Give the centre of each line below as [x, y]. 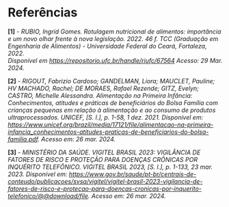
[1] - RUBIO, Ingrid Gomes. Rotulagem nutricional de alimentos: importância [114, 31]
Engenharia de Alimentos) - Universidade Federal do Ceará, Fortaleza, [107, 46]
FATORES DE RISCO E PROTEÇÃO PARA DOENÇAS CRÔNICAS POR [103, 159]
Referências [43, 13]
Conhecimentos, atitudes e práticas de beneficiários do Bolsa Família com [113, 102]
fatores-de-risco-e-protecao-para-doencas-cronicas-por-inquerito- [105, 189]
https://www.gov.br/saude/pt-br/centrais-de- [133, 174]
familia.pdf [23, 139]
